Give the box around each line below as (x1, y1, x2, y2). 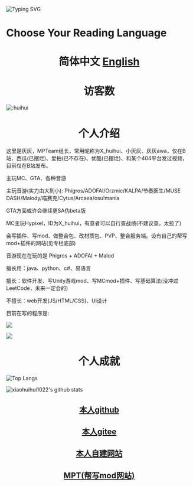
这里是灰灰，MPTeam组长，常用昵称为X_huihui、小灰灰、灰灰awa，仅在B (6, 148, 186, 155)
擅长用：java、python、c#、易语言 (6, 265, 91, 272)
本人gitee (81, 426, 117, 436)
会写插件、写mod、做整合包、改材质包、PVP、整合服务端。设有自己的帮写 (6, 232, 188, 239)
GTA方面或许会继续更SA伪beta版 (6, 207, 86, 214)
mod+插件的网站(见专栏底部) (6, 240, 76, 247)
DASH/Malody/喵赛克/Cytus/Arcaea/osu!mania (6, 195, 120, 202)
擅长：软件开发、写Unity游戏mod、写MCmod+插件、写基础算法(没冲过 (6, 278, 179, 285)
